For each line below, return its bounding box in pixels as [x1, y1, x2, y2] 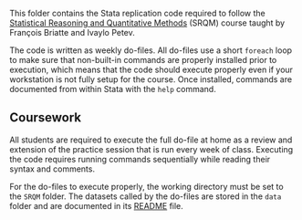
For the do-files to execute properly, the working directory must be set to [9, 181, 285, 192]
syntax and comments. [9, 163, 96, 174]
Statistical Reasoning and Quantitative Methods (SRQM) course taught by [9, 17, 286, 28]
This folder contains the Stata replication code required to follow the [9, 8, 266, 18]
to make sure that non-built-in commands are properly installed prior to [9, 55, 277, 65]
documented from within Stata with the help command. [9, 84, 216, 94]
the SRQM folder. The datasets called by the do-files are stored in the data [9, 191, 282, 202]
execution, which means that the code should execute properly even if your [9, 64, 294, 75]
